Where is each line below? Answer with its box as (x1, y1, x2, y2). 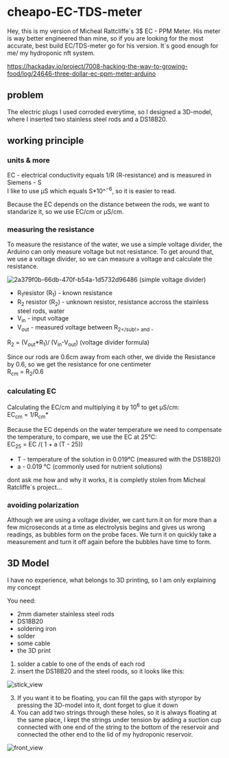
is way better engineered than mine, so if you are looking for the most (7, 34, 204, 42)
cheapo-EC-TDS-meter (7, 4, 143, 20)
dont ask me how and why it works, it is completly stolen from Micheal (7, 475, 206, 484)
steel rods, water (16, 307, 65, 315)
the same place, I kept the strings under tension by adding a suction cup (16, 715, 221, 724)
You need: (7, 596, 36, 605)
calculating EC (7, 387, 57, 396)
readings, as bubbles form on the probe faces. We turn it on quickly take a (7, 530, 217, 539)
